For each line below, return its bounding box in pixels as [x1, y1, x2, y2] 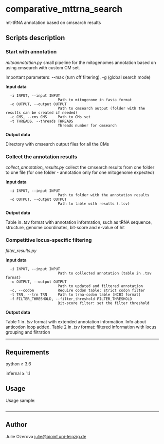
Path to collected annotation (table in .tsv [57, 271, 152, 276]
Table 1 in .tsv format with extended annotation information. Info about [5, 319, 146, 325]
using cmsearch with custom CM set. [5, 64, 80, 70]
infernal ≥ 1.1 [5, 370, 31, 377]
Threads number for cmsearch [57, 123, 117, 128]
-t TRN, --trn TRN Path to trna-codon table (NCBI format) [10, 292, 141, 297]
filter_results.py [5, 248, 37, 254]
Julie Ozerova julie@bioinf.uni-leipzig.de [5, 433, 87, 439]
